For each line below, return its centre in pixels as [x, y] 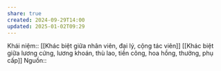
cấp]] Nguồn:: [27, 61]
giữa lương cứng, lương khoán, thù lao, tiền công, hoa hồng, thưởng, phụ [110, 53]
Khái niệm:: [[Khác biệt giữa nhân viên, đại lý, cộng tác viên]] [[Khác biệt [110, 46]
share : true [24, 13]
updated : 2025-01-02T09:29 [46, 26]
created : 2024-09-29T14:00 [46, 20]
